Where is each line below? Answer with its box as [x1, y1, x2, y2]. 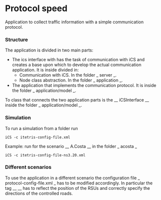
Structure [5, 36, 28, 43]
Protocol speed [5, 3, 68, 14]
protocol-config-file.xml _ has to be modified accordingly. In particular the [5, 180, 153, 186]
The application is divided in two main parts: [5, 47, 94, 53]
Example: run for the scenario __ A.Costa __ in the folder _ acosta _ [5, 143, 137, 149]
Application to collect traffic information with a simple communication [5, 19, 144, 25]
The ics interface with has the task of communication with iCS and [12, 57, 145, 63]
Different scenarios [5, 164, 52, 170]
